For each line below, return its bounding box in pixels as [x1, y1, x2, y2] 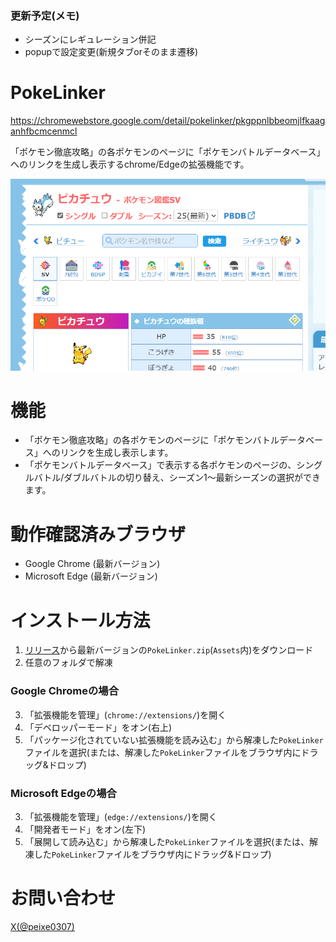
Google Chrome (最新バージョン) [24, 558, 161, 570]
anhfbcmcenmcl [10, 125, 78, 137]
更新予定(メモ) [10, 8, 80, 22]
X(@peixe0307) [10, 920, 75, 932]
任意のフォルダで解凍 [24, 657, 113, 669]
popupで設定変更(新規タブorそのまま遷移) [24, 46, 199, 58]
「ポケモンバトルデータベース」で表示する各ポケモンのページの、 [24, 459, 297, 471]
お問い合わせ [10, 887, 117, 910]
